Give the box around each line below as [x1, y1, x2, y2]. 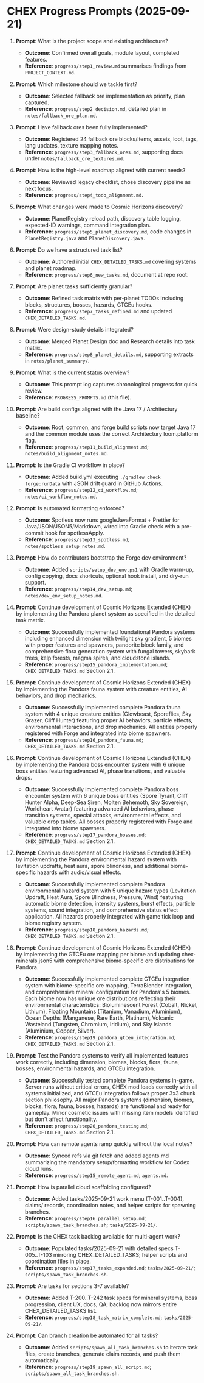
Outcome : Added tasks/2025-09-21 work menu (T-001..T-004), [24, 1195, 185, 1202]
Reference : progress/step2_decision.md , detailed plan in [24, 105, 167, 112]
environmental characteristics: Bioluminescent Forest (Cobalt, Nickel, [24, 1001, 198, 1008]
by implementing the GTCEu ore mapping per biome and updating [15, 950, 181, 958]
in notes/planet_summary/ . [24, 357, 90, 364]
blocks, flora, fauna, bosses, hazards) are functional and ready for [24, 1102, 191, 1110]
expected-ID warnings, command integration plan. [24, 221, 151, 229]
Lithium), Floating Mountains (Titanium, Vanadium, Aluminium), [24, 1008, 182, 1015]
